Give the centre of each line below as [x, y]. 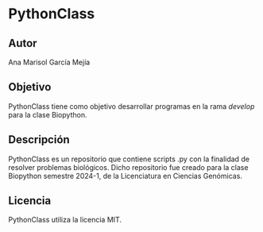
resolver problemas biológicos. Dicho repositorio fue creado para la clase [128, 167]
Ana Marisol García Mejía [49, 62]
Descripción [39, 140]
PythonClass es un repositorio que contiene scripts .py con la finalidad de [129, 159]
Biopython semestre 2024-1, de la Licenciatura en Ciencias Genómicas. [125, 176]
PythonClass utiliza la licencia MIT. [65, 220]
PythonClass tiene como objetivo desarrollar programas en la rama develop [131, 106]
